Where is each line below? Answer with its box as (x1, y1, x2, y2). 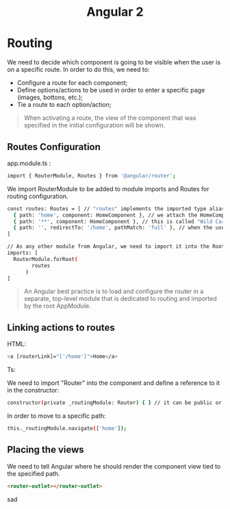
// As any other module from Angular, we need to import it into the (7, 243, 210, 250)
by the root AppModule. (23, 302, 91, 310)
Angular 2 (86, 4, 144, 20)
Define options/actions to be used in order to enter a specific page (16, 86, 205, 95)
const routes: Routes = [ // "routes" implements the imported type (7, 205, 207, 212)
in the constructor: (7, 386, 60, 395)
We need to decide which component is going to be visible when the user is (7, 58, 221, 66)
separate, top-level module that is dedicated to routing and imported (23, 295, 217, 303)
